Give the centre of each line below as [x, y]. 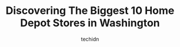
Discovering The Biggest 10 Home [90, 11]
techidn [90, 39]
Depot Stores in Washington [90, 23]
